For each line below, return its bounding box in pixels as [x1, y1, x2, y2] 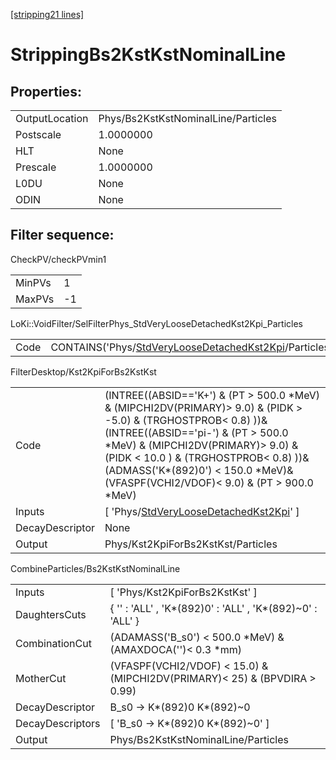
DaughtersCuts [15, 607, 87, 621]
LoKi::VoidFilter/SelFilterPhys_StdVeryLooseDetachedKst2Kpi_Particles [10, 317, 303, 329]
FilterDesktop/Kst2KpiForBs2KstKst [10, 365, 157, 378]
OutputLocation [15, 112, 89, 125]
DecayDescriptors [15, 716, 101, 730]
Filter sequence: [10, 227, 115, 244]
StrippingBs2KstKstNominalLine [10, 44, 287, 66]
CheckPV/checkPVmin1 [10, 253, 107, 265]
